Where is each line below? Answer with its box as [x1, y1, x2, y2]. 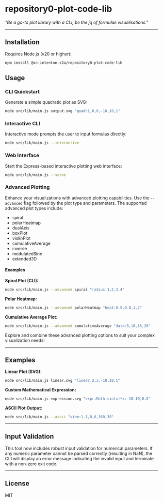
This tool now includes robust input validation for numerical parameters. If [5, 445, 153, 451]
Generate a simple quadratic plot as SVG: [5, 99, 87, 105]
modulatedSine [12, 251, 43, 257]
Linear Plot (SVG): [5, 369, 42, 374]
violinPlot [12, 235, 31, 241]
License [5, 479, 30, 488]
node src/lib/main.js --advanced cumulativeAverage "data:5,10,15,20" [5, 324, 151, 328]
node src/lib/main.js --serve [5, 172, 66, 178]
